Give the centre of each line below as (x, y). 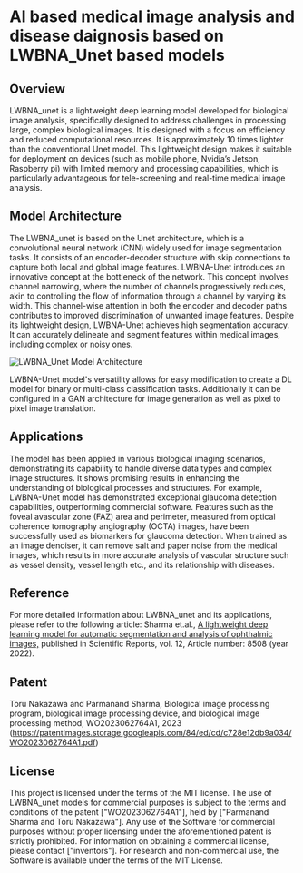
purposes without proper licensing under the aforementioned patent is (141, 831)
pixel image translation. (53, 408)
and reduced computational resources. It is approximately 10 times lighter (147, 139)
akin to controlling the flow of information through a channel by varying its (148, 296)
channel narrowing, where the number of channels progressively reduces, (148, 286)
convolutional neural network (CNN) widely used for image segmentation (146, 248)
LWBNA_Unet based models (117, 55)
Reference (39, 593)
